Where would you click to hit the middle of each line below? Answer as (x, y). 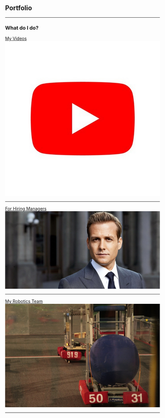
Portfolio (19, 8)
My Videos (16, 38)
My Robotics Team (24, 301)
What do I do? (22, 28)
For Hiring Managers (26, 209)
